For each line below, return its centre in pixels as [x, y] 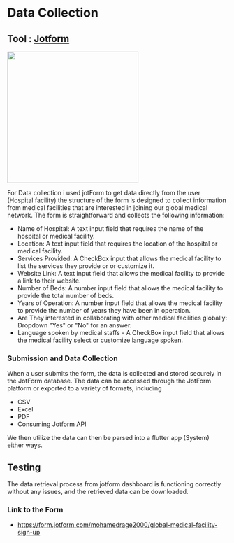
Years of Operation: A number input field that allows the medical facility [120, 303]
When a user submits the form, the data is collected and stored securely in [115, 374]
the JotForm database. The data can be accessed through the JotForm [109, 381]
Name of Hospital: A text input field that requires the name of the [110, 228]
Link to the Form [35, 510]
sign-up [29, 533]
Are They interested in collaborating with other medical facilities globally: [122, 318]
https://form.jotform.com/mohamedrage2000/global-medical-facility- [117, 525]
